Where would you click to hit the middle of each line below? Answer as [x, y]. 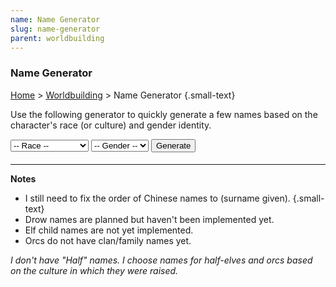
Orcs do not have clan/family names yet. [108, 241]
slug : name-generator [55, 29]
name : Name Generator [55, 19]
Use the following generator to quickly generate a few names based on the [164, 114]
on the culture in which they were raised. [94, 271]
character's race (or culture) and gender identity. [111, 125]
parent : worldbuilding [57, 38]
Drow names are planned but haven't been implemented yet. [149, 220]
